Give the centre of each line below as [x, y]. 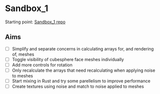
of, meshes [23, 54]
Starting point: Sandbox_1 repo [35, 22]
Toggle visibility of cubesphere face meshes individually [68, 59]
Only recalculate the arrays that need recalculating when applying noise [84, 70]
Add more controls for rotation [42, 65]
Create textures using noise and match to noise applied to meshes [78, 86]
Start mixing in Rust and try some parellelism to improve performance [81, 81]
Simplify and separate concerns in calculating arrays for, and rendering [83, 48]
